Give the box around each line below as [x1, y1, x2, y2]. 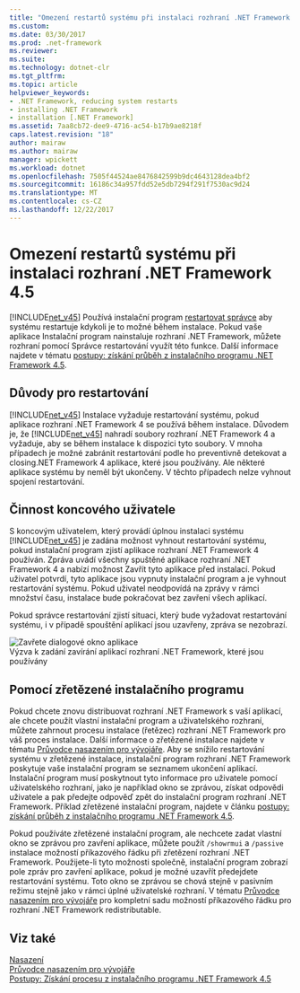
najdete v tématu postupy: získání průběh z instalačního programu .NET [9, 349, 274, 360]
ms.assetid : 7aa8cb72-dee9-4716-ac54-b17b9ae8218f [9, 122, 202, 131]
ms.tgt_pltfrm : [9, 72, 66, 81]
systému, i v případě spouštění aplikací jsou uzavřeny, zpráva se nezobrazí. [9, 620, 288, 630]
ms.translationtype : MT [9, 189, 99, 198]
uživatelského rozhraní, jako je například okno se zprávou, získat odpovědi [9, 782, 284, 793]
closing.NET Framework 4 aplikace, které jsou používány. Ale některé [9, 457, 266, 468]
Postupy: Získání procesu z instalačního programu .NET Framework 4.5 [9, 973, 271, 984]
